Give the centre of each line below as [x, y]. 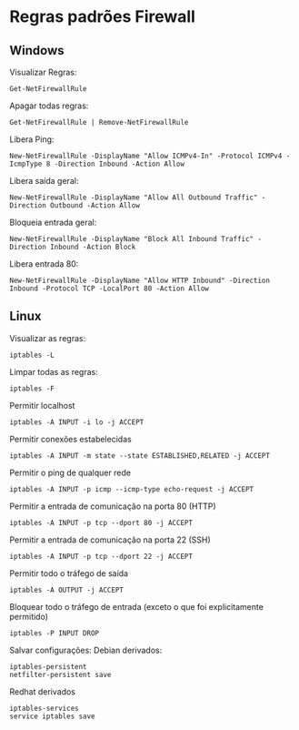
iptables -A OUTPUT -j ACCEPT [67, 590]
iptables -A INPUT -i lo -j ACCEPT [77, 422]
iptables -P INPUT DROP [55, 633]
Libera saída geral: [44, 181]
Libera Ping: [32, 139]
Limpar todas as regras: [54, 371]
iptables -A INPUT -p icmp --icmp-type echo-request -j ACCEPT [132, 489]
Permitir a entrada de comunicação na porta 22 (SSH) [110, 540]
